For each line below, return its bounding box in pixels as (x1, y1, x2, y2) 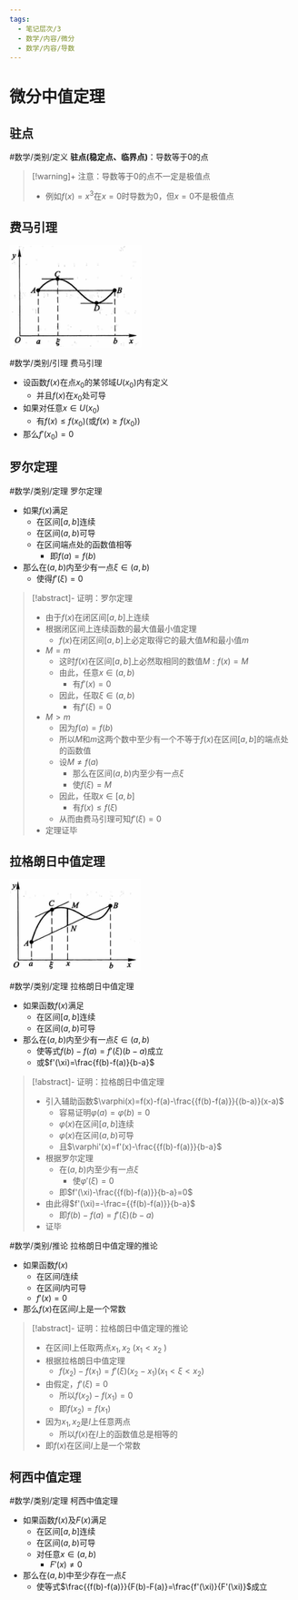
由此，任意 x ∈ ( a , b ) (58, 667, 135, 678)
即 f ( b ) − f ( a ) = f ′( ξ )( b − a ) (58, 1209, 154, 1220)
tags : (9, 15, 30, 24)
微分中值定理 (9, 87, 106, 107)
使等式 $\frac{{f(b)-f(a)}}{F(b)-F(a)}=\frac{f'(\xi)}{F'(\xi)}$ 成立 (35, 1581, 268, 1593)
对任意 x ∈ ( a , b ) (35, 1549, 97, 1560)
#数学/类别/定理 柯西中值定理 (9, 1495, 118, 1506)
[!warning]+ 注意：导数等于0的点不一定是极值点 (31, 171, 211, 182)
